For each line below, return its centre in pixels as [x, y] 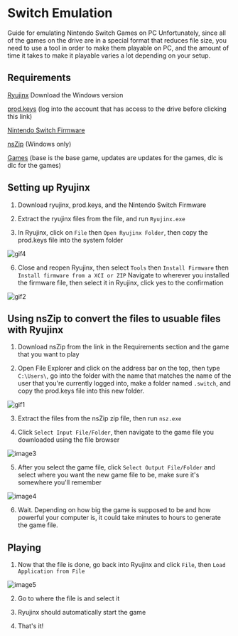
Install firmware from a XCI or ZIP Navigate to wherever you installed [123, 275]
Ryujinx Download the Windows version [65, 95]
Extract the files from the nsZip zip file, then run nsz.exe [99, 418]
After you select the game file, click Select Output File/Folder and [116, 467]
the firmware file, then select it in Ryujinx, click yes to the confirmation [120, 282]
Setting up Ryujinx [49, 187]
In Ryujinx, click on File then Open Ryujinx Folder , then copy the [113, 232]
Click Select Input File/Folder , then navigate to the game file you [116, 433]
